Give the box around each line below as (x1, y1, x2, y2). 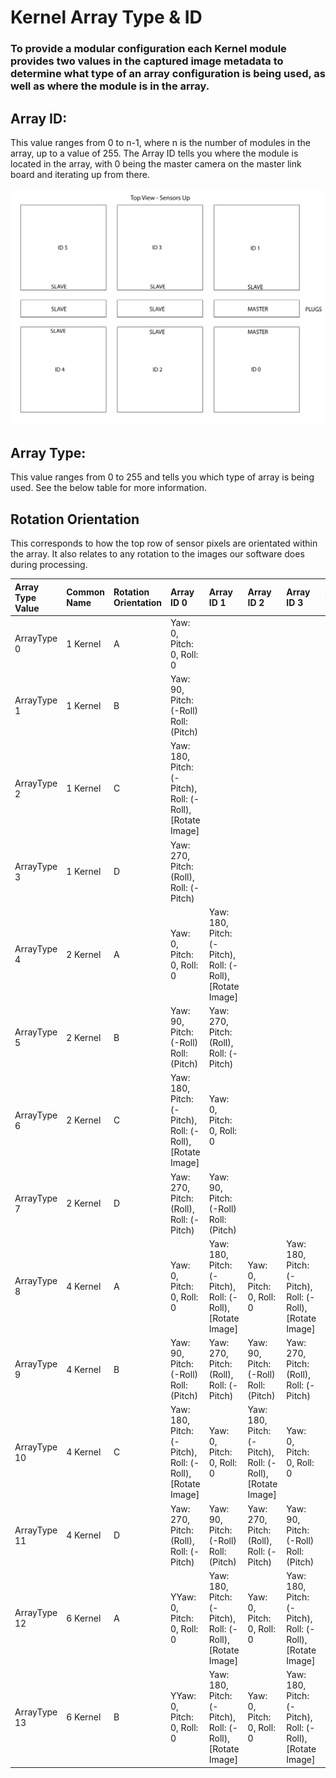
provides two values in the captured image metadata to (10, 54, 284, 68)
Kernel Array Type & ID (10, 6, 203, 29)
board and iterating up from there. (10, 168, 150, 180)
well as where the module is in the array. (10, 79, 210, 93)
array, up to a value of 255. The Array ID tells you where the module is (10, 147, 299, 159)
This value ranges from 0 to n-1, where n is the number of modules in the (10, 136, 311, 148)
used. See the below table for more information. (10, 482, 208, 494)
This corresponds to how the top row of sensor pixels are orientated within (10, 537, 318, 550)
